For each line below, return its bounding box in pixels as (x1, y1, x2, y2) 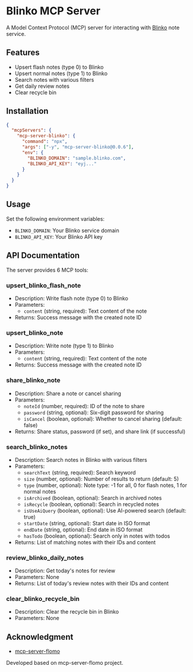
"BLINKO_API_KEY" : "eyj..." (27, 161, 97, 167)
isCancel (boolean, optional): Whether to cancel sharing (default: (23, 415, 183, 422)
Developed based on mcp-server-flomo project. (6, 659, 124, 667)
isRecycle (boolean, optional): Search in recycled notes (23, 500, 159, 508)
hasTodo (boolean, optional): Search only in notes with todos (23, 532, 170, 540)
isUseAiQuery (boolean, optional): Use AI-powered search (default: (23, 507, 186, 514)
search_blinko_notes (6, 443, 68, 451)
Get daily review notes (14, 82, 70, 90)
